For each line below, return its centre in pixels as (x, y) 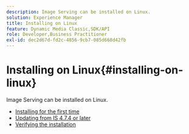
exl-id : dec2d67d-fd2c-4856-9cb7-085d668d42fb (66, 40)
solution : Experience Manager (45, 18)
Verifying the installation (45, 124)
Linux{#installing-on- (128, 70)
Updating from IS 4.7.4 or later (53, 118)
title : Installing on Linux (42, 23)
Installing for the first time (47, 111)
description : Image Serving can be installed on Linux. (78, 12)
